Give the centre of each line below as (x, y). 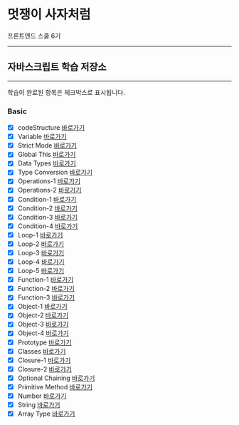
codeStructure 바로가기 (51, 128)
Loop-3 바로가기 (41, 252)
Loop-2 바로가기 (41, 244)
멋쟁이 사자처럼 (49, 15)
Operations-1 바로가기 (49, 181)
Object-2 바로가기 (43, 315)
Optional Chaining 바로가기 (56, 378)
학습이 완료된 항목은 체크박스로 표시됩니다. (67, 92)
